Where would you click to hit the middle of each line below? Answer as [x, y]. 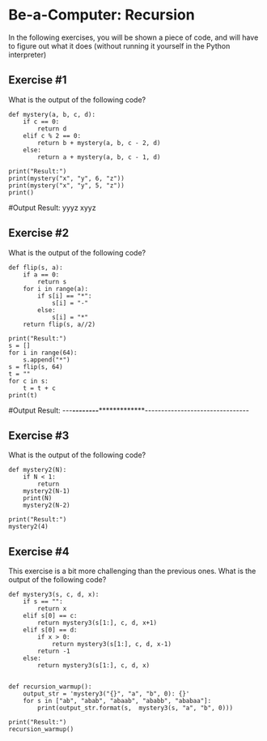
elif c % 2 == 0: [52, 135]
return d [52, 128]
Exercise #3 [39, 435]
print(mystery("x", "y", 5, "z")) [67, 185]
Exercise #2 [39, 233]
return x [52, 609]
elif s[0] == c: [51, 616]
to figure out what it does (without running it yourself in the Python [119, 45]
